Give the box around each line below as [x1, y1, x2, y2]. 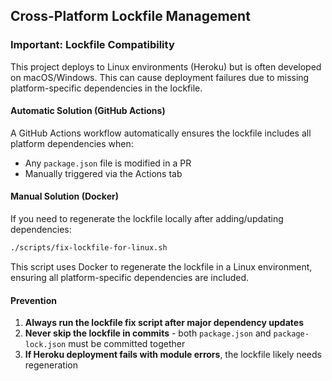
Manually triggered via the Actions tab [24, 167, 183, 179]
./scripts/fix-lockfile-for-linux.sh [10, 243, 168, 253]
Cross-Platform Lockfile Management [10, 8, 251, 25]
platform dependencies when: [10, 137, 134, 149]
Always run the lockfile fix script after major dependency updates [24, 317, 304, 329]
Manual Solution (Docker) [10, 190, 119, 203]
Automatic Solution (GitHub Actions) [10, 105, 166, 117]
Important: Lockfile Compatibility [10, 38, 175, 52]
